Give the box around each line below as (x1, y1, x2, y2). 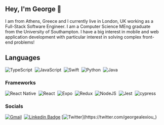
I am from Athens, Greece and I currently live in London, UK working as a (5, 18, 154, 24)
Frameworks (5, 79, 36, 86)
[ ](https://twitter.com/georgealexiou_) (61, 114, 157, 120)
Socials (5, 103, 23, 110)
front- (142, 34, 155, 40)
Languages (5, 54, 41, 62)
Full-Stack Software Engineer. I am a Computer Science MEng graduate (5, 23, 151, 29)
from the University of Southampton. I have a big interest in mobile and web (5, 28, 159, 35)
